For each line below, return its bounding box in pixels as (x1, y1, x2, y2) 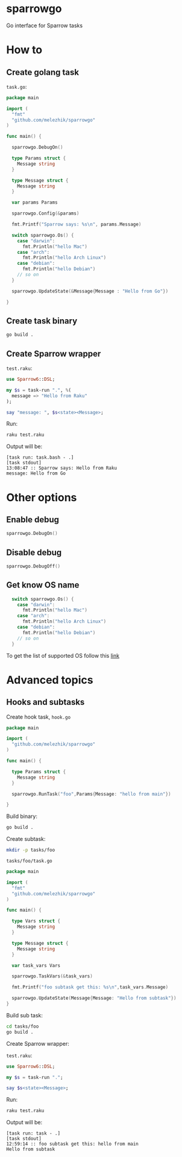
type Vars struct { (11, 918, 61, 924)
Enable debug (6, 514, 59, 525)
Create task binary (6, 316, 78, 326)
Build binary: (6, 812, 38, 820)
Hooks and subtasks (6, 697, 85, 707)
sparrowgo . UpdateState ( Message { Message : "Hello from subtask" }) (11, 995, 177, 1002)
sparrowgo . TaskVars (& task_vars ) (11, 973, 93, 979)
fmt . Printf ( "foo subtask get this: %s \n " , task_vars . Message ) (11, 984, 169, 990)
